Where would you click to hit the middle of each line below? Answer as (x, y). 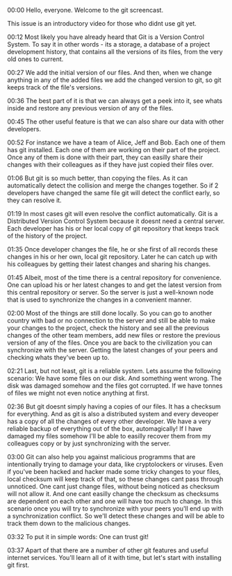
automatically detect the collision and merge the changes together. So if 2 (113, 186)
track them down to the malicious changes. (69, 523)
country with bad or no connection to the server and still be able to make (111, 320)
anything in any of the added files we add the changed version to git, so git (114, 80)
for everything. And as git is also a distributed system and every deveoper (113, 414)
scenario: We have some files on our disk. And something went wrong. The (115, 378)
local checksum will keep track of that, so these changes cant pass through (115, 479)
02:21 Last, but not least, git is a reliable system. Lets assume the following (114, 371)
